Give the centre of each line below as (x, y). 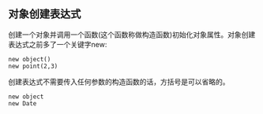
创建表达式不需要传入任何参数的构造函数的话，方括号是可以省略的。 (119, 82)
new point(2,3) (33, 66)
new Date (23, 103)
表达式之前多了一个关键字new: (58, 44)
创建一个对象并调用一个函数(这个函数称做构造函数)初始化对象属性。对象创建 (132, 35)
